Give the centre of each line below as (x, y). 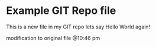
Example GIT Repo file (61, 11)
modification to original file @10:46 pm (53, 38)
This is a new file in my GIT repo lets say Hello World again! (78, 27)
